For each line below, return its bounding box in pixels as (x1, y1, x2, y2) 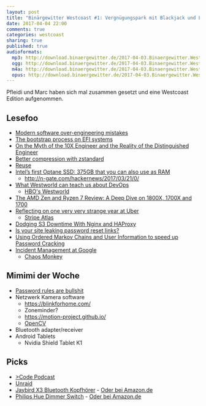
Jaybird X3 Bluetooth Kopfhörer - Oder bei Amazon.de (15, 386, 153, 393)
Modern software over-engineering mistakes (15, 129, 129, 137)
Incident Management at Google (15, 247, 97, 254)
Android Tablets (15, 332, 56, 340)
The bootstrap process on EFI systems (15, 136, 113, 143)
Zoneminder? (24, 306, 58, 313)
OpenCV (24, 320, 47, 327)
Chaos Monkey (24, 253, 63, 261)
